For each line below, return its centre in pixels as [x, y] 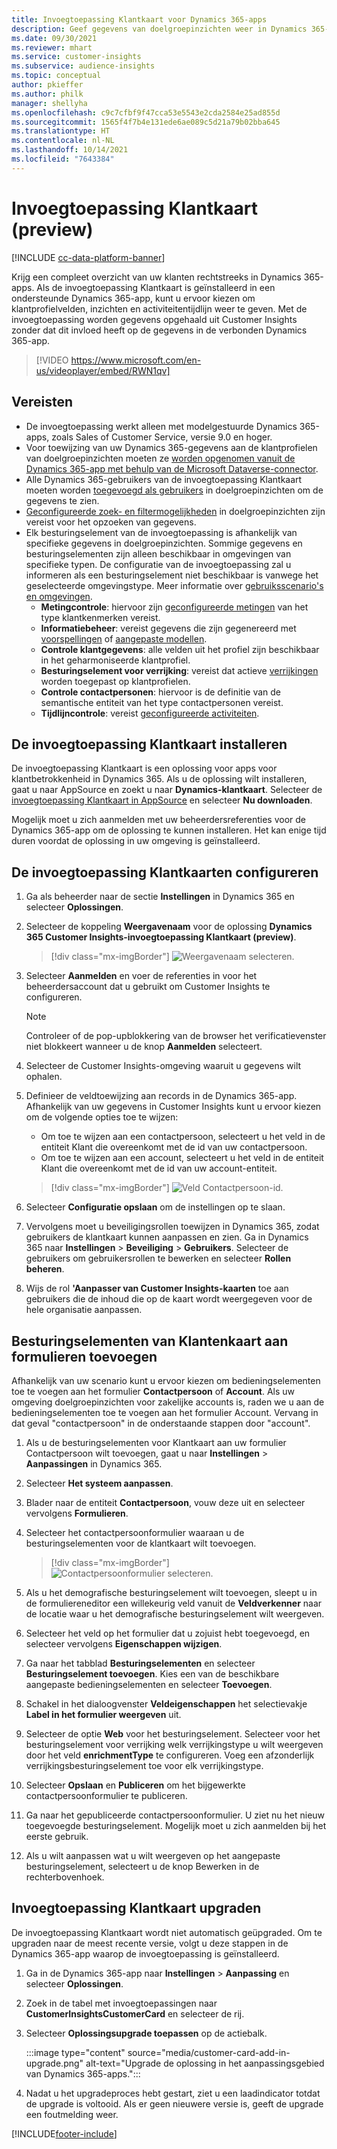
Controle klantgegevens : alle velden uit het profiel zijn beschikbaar [180, 649]
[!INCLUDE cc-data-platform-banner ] [88, 257]
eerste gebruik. [57, 1836]
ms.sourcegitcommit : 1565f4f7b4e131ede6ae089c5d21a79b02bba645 [146, 122]
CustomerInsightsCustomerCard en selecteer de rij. [135, 2013]
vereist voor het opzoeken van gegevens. [111, 522]
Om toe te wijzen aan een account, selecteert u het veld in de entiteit [182, 1158]
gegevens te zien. [62, 500]
